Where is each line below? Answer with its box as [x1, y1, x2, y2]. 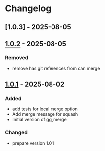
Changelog [5, 3, 52, 14]
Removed [5, 54, 29, 61]
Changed [5, 129, 28, 136]
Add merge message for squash [12, 111, 78, 117]
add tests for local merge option [12, 106, 78, 112]
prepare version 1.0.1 [12, 140, 54, 146]
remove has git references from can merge [12, 65, 100, 72]
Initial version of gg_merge [12, 116, 67, 122]
